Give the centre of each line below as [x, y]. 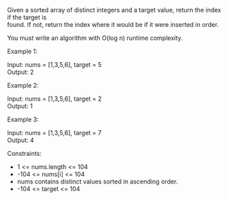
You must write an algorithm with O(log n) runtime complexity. [95, 38]
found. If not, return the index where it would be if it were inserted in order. [113, 24]
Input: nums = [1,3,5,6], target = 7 [54, 133]
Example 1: [22, 51]
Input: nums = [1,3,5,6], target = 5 [54, 64]
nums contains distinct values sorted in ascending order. [97, 181]
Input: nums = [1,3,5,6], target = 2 [54, 99]
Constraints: [24, 153]
